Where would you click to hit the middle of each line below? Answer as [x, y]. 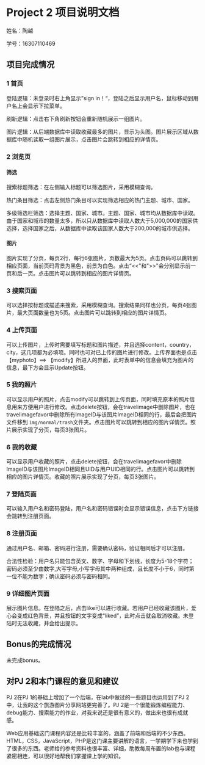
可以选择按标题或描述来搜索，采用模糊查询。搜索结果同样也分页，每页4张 [99, 305]
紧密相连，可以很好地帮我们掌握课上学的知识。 [65, 756]
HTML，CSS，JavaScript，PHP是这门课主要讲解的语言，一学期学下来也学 [100, 741]
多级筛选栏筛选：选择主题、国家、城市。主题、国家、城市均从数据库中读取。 [103, 213]
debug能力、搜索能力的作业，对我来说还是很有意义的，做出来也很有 [92, 712]
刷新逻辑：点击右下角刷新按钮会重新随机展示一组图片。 [76, 118]
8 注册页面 [22, 534]
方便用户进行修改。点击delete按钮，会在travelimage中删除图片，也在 [109, 407]
